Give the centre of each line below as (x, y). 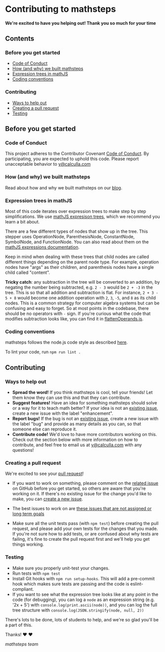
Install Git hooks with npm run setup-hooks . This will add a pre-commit (83, 578)
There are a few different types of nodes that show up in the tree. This (77, 231)
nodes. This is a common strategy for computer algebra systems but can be (82, 303)
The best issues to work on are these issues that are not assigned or (82, 509)
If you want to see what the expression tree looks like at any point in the (85, 594)
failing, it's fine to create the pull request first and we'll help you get (81, 539)
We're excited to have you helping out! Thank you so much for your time (81, 23)
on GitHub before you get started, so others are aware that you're (79, 488)
